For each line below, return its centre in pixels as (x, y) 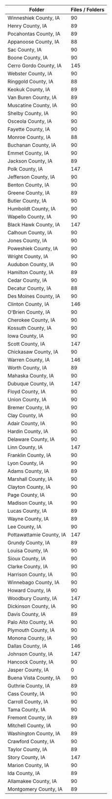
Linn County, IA (25, 447)
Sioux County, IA (27, 559)
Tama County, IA (27, 710)
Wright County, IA (28, 256)
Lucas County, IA (27, 511)
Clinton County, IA (28, 304)
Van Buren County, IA (32, 97)
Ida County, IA (24, 773)
